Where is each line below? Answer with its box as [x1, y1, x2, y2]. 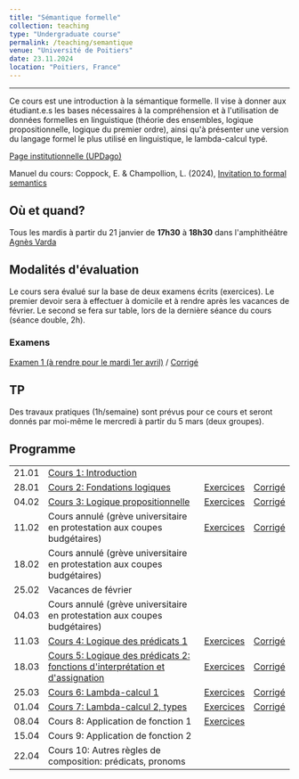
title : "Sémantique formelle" [9, 12, 122, 22]
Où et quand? [9, 203, 85, 218]
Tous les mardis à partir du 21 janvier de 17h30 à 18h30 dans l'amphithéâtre [9, 226, 288, 237]
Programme [9, 442, 77, 456]
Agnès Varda [9, 236, 57, 247]
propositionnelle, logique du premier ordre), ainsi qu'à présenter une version [9, 124, 289, 135]
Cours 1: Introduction [47, 467, 138, 480]
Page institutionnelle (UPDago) [9, 151, 122, 161]
